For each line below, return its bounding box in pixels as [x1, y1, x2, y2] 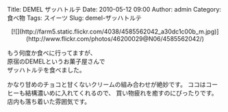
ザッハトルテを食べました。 [7, 66, 86, 74]
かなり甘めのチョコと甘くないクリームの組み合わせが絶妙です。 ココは [7, 81, 207, 88]
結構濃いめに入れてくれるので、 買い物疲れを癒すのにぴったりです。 [25, 89, 218, 97]
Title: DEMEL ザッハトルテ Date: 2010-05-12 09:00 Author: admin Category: [7, 5, 221, 13]
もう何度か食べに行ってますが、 [7, 49, 97, 57]
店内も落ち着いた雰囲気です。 [7, 98, 91, 105]
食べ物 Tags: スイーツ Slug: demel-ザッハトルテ [7, 14, 142, 22]
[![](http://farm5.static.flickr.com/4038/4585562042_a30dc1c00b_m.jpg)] [11, 27, 219, 36]
